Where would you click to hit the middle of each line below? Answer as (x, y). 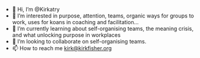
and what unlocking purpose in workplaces (66, 35)
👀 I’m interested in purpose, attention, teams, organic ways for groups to (103, 16)
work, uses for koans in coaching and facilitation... (75, 22)
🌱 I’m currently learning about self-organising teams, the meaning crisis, (103, 28)
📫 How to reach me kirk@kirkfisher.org (62, 48)
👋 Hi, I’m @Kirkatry (36, 9)
